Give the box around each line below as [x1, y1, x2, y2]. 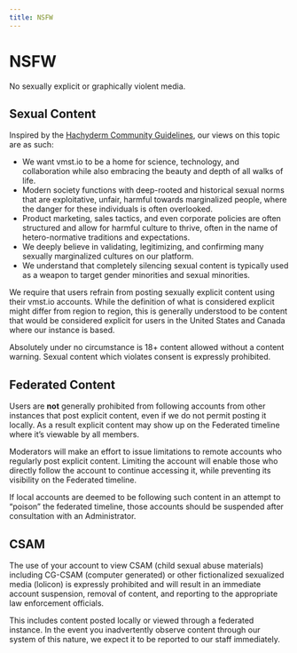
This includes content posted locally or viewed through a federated [9, 615, 254, 625]
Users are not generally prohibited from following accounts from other [9, 401, 266, 411]
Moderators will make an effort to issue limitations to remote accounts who [9, 446, 282, 458]
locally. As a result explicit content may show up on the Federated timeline [9, 419, 281, 431]
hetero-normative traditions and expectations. [21, 232, 191, 243]
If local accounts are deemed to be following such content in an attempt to [9, 492, 281, 503]
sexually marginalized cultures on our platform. [21, 251, 194, 262]
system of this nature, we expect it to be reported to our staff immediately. [9, 634, 281, 644]
